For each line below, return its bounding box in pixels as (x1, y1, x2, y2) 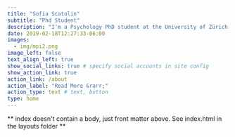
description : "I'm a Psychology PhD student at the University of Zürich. (7, 23, 231, 30)
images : (7, 37, 30, 44)
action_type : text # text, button (7, 89, 109, 96)
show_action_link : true (7, 69, 77, 76)
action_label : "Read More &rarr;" (7, 82, 109, 89)
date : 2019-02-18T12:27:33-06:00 (7, 30, 106, 37)
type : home (7, 96, 39, 103)
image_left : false (7, 50, 61, 57)
